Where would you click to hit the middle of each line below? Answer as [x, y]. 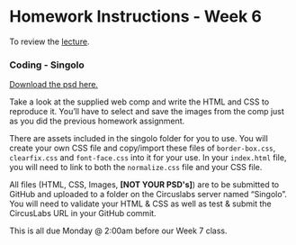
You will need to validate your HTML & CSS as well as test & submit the [140, 204]
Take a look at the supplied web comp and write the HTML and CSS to [139, 102]
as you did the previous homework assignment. [97, 121]
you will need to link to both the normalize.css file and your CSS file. [136, 168]
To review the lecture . [49, 41]
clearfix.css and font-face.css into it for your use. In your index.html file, [148, 158]
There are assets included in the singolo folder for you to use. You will [139, 139]
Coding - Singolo [47, 65]
